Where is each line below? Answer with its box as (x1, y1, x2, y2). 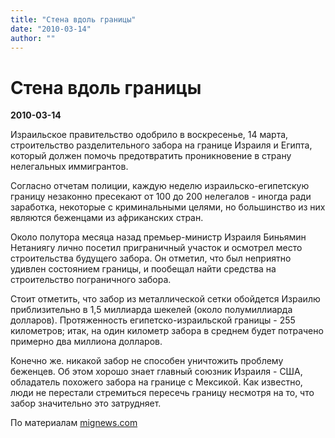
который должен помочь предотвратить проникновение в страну (10, 150, 292, 162)
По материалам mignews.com (10, 417, 138, 429)
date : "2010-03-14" (10, 24, 92, 34)
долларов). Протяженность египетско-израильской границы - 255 (10, 314, 296, 326)
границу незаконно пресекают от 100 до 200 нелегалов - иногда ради (10, 191, 312, 203)
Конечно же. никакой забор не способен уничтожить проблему (10, 355, 284, 367)
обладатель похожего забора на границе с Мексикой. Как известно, (10, 376, 303, 388)
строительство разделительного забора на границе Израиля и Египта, (10, 139, 313, 151)
